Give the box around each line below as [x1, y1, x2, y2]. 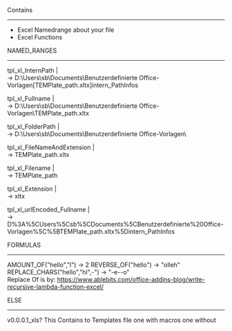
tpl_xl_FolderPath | [7, 122, 60, 131]
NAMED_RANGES [7, 46, 57, 55]
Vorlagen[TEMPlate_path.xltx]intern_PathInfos [7, 81, 139, 89]
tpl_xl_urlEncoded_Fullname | [7, 205, 90, 214]
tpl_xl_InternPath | [7, 66, 59, 75]
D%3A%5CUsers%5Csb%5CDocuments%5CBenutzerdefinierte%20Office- [7, 220, 224, 228]
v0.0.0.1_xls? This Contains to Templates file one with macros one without [7, 316, 216, 324]
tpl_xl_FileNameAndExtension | [7, 143, 95, 151]
